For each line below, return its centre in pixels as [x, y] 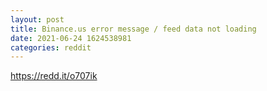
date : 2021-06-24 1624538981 [71, 38]
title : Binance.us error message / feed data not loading [133, 29]
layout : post [37, 19]
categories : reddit [51, 47]
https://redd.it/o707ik [54, 76]
